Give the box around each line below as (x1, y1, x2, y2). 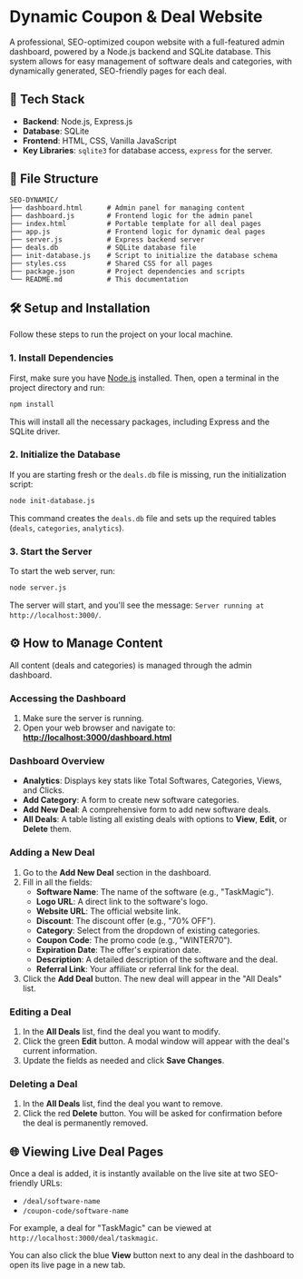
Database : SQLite (22, 125, 90, 136)
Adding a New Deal (9, 847, 95, 859)
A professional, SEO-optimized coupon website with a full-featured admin (9, 36, 286, 47)
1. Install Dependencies (9, 352, 114, 364)
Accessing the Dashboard (9, 692, 127, 705)
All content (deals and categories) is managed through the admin (9, 659, 252, 670)
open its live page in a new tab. (9, 1260, 126, 1270)
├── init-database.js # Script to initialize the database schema (9, 251, 279, 260)
